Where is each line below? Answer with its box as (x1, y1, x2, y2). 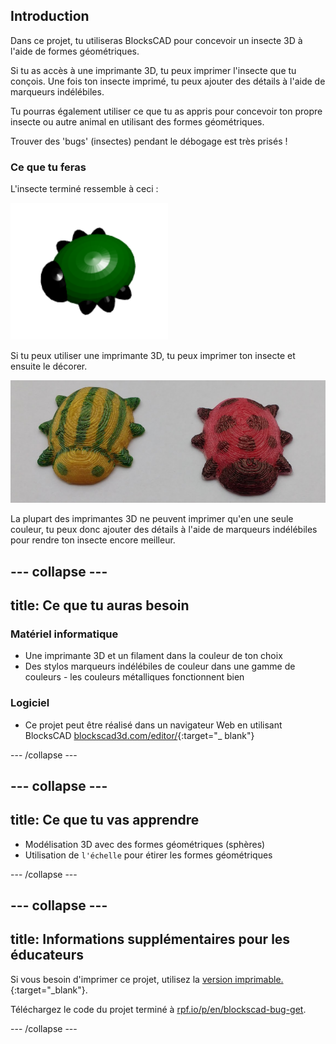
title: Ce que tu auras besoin (10, 597, 190, 614)
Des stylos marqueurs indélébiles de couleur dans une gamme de (24, 660, 296, 673)
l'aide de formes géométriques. (10, 45, 140, 57)
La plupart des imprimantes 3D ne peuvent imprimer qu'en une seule (10, 513, 294, 525)
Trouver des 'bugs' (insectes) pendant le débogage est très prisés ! (10, 135, 288, 147)
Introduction (10, 8, 90, 25)
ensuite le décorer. (10, 360, 88, 373)
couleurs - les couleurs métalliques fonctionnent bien (24, 671, 245, 683)
